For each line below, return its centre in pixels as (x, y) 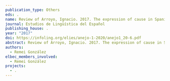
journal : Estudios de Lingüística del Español (55, 24)
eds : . (12, 15)
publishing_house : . (27, 29)
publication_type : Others (32, 10)
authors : (14, 47)
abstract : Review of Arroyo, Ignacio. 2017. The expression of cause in (83, 43)
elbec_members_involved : (31, 57)
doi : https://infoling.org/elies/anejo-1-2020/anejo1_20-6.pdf (73, 38)
